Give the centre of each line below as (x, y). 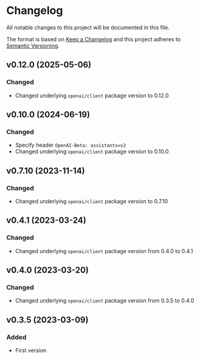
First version (31, 350)
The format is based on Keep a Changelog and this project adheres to (94, 39)
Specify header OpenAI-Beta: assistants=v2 (71, 145)
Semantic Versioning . (33, 46)
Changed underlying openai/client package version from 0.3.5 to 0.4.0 (105, 301)
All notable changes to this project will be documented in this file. (88, 27)
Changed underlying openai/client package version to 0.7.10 (91, 201)
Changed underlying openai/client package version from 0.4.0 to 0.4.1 (104, 251)
